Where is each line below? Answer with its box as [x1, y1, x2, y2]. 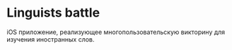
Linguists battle [6, 5, 100, 21]
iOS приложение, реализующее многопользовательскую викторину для [6, 28, 226, 36]
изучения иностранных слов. [6, 35, 95, 43]
